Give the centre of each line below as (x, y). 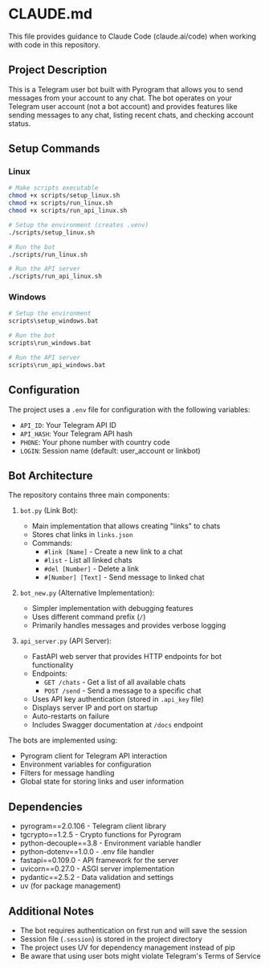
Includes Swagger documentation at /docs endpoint (117, 725)
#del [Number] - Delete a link (91, 569)
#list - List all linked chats (88, 560)
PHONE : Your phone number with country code (95, 442)
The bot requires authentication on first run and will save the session (133, 930)
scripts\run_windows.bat (50, 343)
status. (20, 123)
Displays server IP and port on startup (95, 708)
